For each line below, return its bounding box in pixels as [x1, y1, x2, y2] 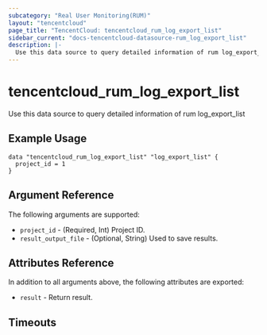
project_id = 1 [15, 160, 66, 167]
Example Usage [8, 132, 87, 145]
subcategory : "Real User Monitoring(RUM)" [8, 11, 151, 20]
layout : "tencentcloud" [8, 19, 87, 27]
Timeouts [8, 315, 57, 329]
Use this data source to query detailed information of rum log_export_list [8, 109, 246, 118]
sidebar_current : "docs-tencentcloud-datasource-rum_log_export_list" [8, 33, 247, 42]
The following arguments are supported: [8, 210, 141, 219]
